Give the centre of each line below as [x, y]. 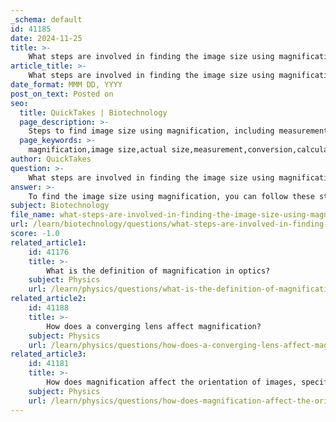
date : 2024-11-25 [46, 38]
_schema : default [46, 19]
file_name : [33, 215]
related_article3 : [48, 354]
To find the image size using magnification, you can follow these [171, 196]
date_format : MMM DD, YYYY [66, 85]
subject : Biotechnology [60, 206]
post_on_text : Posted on [62, 94]
